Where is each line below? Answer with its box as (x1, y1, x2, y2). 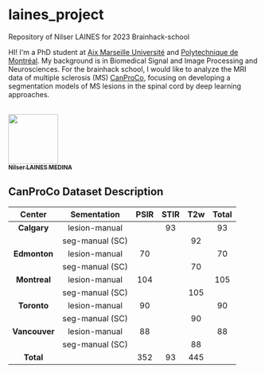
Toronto (18, 300, 49, 311)
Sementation (70, 209, 121, 220)
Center (19, 209, 47, 220)
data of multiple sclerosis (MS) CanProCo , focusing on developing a (8, 73, 231, 82)
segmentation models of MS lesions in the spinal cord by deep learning (8, 81, 241, 91)
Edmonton (13, 248, 54, 259)
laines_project (8, 6, 105, 24)
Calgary (18, 222, 49, 233)
